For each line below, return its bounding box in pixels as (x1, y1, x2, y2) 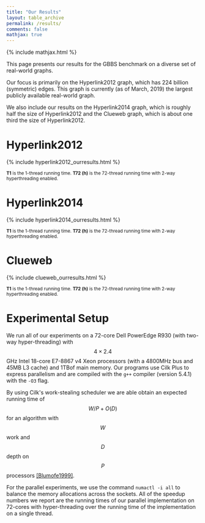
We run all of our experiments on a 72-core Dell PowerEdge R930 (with (6, 331, 185, 339)
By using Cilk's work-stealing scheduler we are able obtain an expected (6, 388, 187, 396)
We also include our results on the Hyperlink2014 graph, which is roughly (6, 103, 191, 111)
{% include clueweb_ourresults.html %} (6, 274, 106, 281)
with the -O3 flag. (6, 377, 50, 384)
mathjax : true (6, 32, 43, 38)
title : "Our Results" (6, 9, 62, 15)
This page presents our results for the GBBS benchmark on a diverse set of (6, 61, 196, 68)
